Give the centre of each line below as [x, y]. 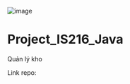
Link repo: [22, 72]
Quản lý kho [25, 59]
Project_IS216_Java [65, 40]
